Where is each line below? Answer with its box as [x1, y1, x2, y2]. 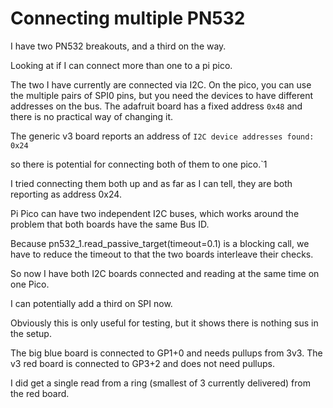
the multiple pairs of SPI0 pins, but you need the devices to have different [10, 89, 314, 101]
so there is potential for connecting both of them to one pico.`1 [10, 158, 268, 170]
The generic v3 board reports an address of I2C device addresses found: [10, 130, 315, 142]
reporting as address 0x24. [10, 188, 122, 200]
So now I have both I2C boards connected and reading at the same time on [10, 267, 320, 279]
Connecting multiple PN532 [10, 7, 246, 30]
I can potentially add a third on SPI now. [10, 297, 173, 309]
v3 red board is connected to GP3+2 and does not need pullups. [10, 357, 275, 369]
